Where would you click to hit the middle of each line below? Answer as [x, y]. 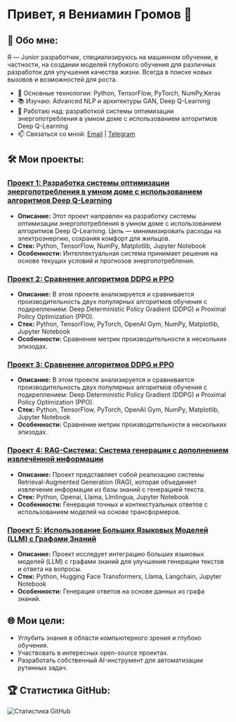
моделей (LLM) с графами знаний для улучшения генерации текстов [121, 561]
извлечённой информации [55, 459]
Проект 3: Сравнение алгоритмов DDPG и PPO [91, 365]
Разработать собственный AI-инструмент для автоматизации [110, 660]
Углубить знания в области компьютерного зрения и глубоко [109, 638]
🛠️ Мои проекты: [46, 160]
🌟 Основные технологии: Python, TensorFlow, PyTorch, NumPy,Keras [119, 93]
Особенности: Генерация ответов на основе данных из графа [111, 591]
